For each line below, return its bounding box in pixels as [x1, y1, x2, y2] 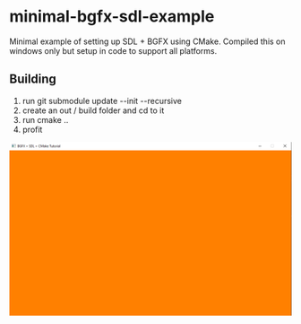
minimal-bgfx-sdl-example [9, 6, 215, 27]
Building [9, 72, 56, 87]
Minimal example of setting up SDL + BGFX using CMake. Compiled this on [9, 36, 286, 47]
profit [21, 124, 43, 135]
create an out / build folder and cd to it [21, 105, 165, 116]
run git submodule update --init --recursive [21, 95, 182, 106]
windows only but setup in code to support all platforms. [9, 45, 218, 56]
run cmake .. [21, 114, 69, 125]
